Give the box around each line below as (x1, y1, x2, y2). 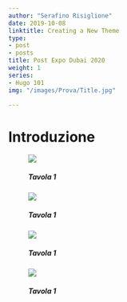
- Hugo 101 (8, 79, 45, 87)
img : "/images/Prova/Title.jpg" (8, 86, 116, 95)
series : (8, 71, 34, 79)
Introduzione (8, 127, 96, 146)
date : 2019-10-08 (8, 19, 66, 27)
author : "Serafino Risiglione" (8, 11, 113, 20)
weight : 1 (8, 64, 42, 72)
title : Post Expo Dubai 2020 (8, 57, 105, 65)
